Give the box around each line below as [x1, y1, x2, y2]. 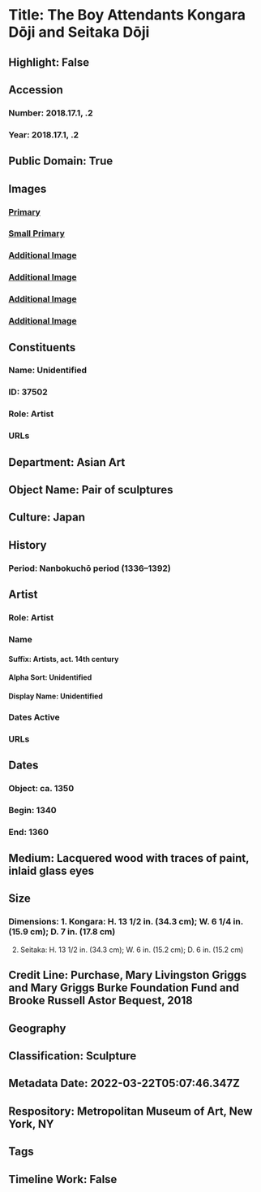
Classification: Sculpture [8, 1049, 137, 1063]
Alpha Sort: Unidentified [8, 672, 92, 682]
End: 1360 [8, 826, 49, 837]
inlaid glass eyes [8, 864, 95, 878]
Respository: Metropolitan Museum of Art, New [8, 1104, 253, 1118]
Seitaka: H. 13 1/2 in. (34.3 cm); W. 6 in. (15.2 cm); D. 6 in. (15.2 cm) [19, 945, 244, 955]
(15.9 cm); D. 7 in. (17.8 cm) [8, 926, 116, 938]
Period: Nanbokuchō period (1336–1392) [8, 563, 172, 574]
